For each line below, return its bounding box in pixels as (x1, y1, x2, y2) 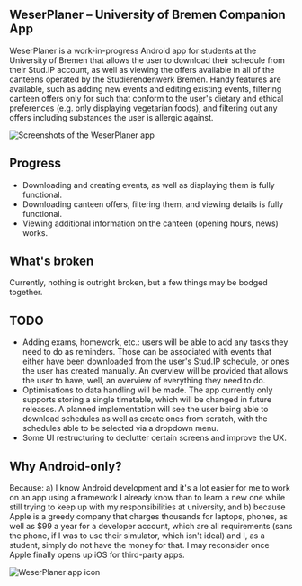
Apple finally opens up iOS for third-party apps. (9, 549, 186, 561)
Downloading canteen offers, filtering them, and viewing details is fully (22, 198, 284, 210)
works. (22, 227, 48, 238)
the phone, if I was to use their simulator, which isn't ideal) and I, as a (9, 530, 265, 541)
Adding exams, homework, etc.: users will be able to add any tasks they (22, 337, 289, 347)
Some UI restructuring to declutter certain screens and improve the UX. (22, 432, 288, 444)
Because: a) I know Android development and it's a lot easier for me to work (9, 482, 290, 493)
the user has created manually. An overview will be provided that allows (22, 365, 289, 376)
